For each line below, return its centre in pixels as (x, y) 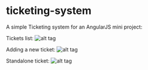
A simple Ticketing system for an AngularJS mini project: (74, 27)
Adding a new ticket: (31, 49)
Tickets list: (20, 38)
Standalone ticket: (28, 61)
